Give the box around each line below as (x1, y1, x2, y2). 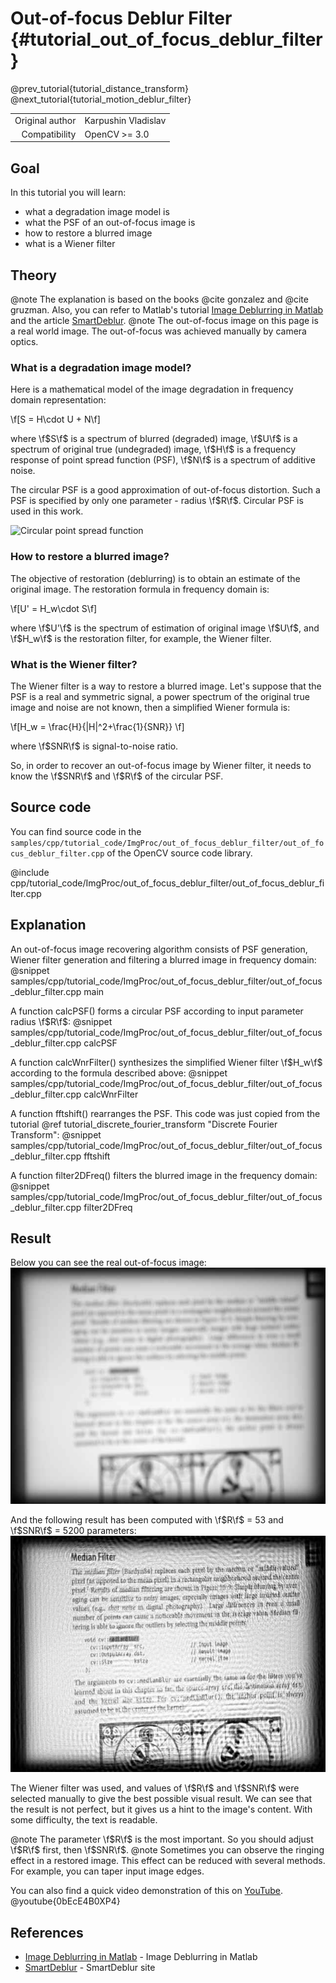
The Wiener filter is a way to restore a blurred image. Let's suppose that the (10, 680, 322, 692)
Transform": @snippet (10, 1128, 102, 1141)
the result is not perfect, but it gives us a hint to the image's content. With (10, 1803, 313, 1816)
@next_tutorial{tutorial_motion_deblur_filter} (10, 93, 192, 105)
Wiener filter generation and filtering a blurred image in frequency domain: (10, 953, 317, 966)
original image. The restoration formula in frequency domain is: (10, 583, 270, 595)
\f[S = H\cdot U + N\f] (10, 413, 101, 426)
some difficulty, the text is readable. (10, 1814, 158, 1826)
